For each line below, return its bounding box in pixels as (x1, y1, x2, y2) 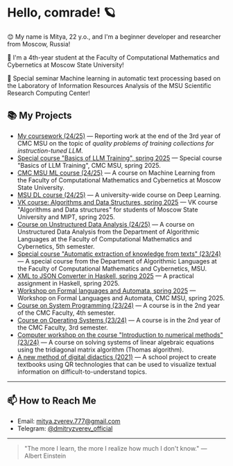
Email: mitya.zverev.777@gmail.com (17, 417, 121, 425)
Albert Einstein (24, 451, 67, 460)
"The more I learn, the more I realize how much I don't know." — (24, 444, 207, 452)
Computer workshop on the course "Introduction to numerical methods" (17, 330, 223, 339)
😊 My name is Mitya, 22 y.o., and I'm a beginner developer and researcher (7, 32, 221, 41)
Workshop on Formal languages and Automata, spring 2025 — (17, 286, 196, 295)
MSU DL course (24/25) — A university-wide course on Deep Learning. (17, 191, 222, 199)
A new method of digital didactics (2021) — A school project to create (17, 352, 216, 361)
